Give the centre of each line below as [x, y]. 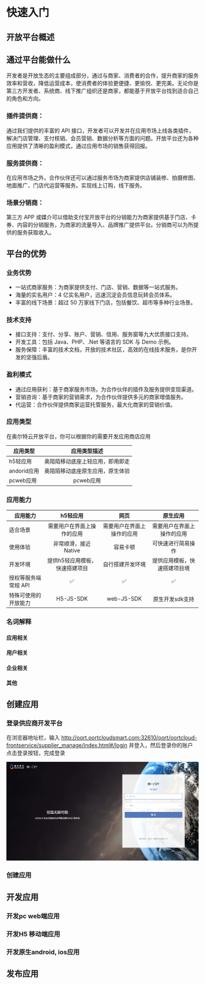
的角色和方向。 [25, 99]
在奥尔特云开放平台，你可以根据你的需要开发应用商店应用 [78, 436]
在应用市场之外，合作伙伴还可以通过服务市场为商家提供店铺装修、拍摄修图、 [103, 178]
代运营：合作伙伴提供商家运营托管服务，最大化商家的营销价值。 [95, 404]
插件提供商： [25, 116]
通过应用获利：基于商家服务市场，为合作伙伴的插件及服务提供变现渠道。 [106, 389]
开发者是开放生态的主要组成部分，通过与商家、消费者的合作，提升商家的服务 [103, 76]
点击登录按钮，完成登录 [36, 753]
